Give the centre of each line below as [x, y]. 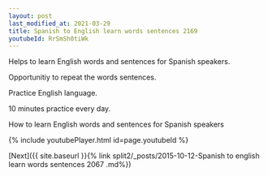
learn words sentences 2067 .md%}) [70, 165]
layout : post [30, 16]
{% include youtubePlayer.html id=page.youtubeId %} [99, 140]
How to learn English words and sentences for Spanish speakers [117, 124]
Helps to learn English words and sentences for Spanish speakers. [119, 62]
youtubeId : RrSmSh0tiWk [49, 39]
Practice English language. [53, 93]
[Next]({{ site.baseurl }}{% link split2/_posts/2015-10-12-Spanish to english [134, 156]
